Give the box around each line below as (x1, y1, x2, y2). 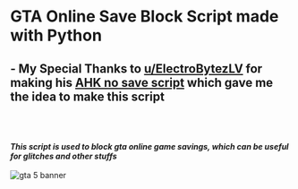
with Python (10, 25, 102, 46)
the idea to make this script (10, 89, 165, 104)
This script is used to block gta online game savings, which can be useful (10, 142, 289, 151)
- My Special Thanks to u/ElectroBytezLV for (10, 61, 263, 76)
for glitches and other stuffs (10, 150, 117, 161)
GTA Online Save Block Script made (10, 6, 279, 27)
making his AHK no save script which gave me (10, 74, 274, 90)
